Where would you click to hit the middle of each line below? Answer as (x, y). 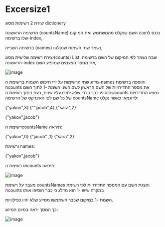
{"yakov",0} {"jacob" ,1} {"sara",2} (40, 136)
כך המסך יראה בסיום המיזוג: (32, 209)
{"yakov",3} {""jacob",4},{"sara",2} (41, 107)
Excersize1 (28, 9)
